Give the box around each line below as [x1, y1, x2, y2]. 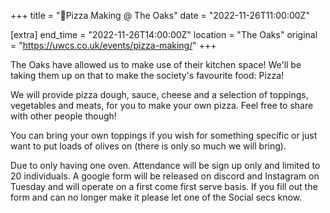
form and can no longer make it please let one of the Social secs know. [10, 191, 303, 203]
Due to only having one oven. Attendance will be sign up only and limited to [10, 160, 321, 171]
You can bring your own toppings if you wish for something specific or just [10, 130, 318, 141]
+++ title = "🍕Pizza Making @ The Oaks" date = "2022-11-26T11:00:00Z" [10, 10, 310, 21]
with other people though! [10, 110, 117, 122]
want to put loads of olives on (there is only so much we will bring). [10, 140, 287, 152]
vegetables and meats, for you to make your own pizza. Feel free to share [10, 100, 314, 111]
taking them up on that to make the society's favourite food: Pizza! [10, 70, 285, 81]
